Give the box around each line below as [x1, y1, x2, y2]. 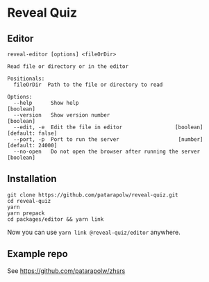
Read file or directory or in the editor [7, 63, 129, 70]
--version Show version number [13, 112, 110, 119]
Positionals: [7, 75, 45, 82]
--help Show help [13, 99, 79, 106]
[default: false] [7, 130, 58, 137]
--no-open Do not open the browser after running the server [13, 148, 200, 155]
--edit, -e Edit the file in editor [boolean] [13, 124, 203, 131]
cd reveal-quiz [7, 197, 51, 204]
